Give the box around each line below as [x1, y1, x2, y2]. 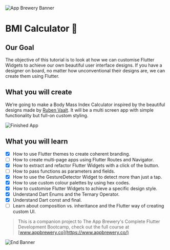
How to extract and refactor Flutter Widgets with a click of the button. [12, 162, 160, 169]
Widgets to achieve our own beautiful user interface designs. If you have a [5, 62, 162, 68]
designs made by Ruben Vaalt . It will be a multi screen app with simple [5, 107, 154, 113]
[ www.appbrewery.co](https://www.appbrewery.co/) [17, 230, 129, 236]
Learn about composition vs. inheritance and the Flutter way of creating [12, 203, 164, 209]
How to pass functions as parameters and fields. [12, 168, 115, 174]
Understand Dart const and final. [12, 197, 82, 203]
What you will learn [5, 137, 68, 146]
